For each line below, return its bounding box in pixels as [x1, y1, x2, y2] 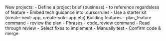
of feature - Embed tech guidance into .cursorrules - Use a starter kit [5, 9, 147, 15]
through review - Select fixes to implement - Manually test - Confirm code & [5, 25, 161, 31]
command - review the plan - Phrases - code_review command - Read [5, 20, 150, 26]
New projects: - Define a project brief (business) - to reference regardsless [5, 4, 160, 10]
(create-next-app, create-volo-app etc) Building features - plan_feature [5, 15, 152, 20]
